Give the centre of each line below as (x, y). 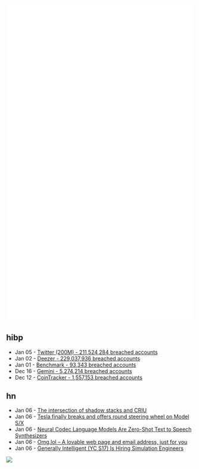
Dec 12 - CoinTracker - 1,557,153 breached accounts (79, 377)
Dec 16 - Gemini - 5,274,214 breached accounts (73, 371)
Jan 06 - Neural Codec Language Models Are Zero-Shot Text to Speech (103, 429)
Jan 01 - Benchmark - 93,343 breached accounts (75, 365)
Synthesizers (31, 436)
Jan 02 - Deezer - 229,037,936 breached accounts (77, 358)
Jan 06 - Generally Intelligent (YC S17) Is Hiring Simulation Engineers (99, 448)
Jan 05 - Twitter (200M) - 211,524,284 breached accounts (86, 352)
